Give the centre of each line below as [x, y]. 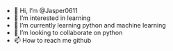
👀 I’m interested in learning [52, 18]
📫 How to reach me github [52, 40]
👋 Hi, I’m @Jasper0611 [46, 11]
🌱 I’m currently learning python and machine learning [90, 25]
